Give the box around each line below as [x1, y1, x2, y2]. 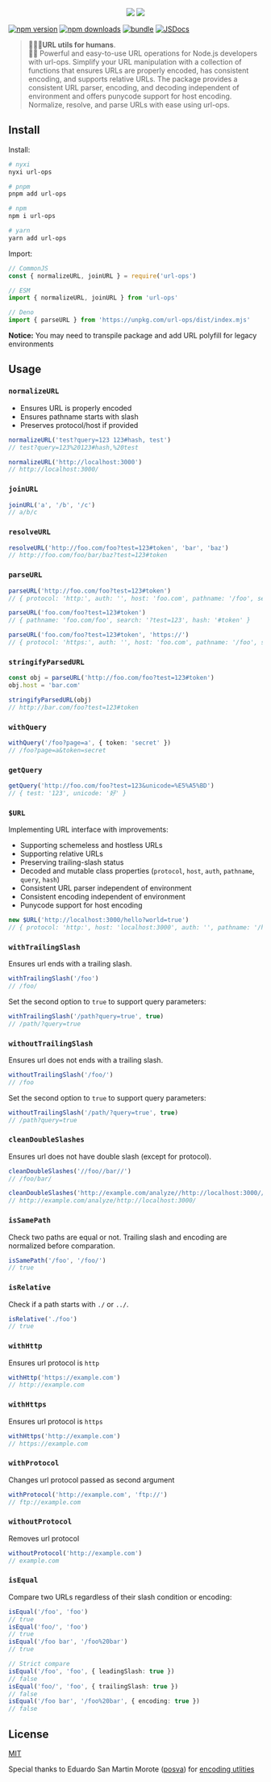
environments [8, 339, 54, 349]
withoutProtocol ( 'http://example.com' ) [8, 1549, 143, 1558]
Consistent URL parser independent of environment [19, 883, 192, 893]
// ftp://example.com [8, 1498, 81, 1506]
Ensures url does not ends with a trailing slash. [8, 1055, 164, 1065]
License [8, 1727, 49, 1741]
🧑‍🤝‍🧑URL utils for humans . [27, 40, 116, 49]
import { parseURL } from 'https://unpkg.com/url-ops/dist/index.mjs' [8, 316, 251, 325]
